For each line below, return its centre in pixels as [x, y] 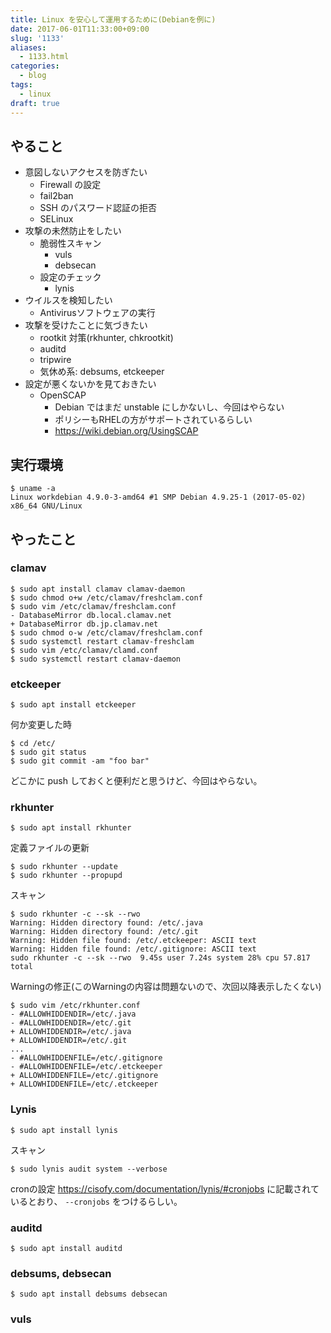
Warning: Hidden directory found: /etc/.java [106, 923]
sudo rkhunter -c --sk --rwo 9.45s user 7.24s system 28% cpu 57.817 [160, 958]
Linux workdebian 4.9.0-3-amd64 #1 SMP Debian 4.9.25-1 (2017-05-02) [158, 497]
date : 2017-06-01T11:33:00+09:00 [80, 29]
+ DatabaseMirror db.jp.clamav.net [84, 624]
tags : [21, 85]
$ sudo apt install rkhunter [71, 828]
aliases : [28, 47]
